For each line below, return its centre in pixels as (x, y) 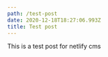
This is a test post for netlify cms (54, 47)
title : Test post (32, 26)
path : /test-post (32, 14)
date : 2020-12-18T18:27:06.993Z (54, 20)
